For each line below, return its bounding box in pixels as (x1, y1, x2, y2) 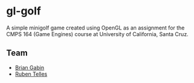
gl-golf (6, 4, 41, 18)
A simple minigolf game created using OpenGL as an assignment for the (6, 24, 185, 31)
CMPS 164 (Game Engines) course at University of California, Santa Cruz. (6, 30, 189, 37)
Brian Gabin (14, 64, 45, 71)
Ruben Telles (14, 70, 48, 78)
